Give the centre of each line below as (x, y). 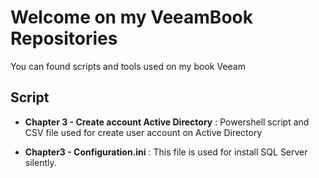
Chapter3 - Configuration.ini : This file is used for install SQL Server (166, 152)
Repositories (64, 38)
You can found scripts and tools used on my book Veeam (128, 66)
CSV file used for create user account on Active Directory (143, 132)
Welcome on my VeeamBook (131, 17)
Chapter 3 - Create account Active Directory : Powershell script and (167, 122)
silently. (40, 162)
